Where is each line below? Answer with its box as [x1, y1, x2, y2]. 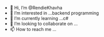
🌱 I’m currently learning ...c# [9, 15, 68, 21]
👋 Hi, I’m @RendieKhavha [9, 5, 62, 10]
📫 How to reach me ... [9, 26, 56, 32]
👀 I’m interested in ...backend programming [9, 10, 99, 16]
